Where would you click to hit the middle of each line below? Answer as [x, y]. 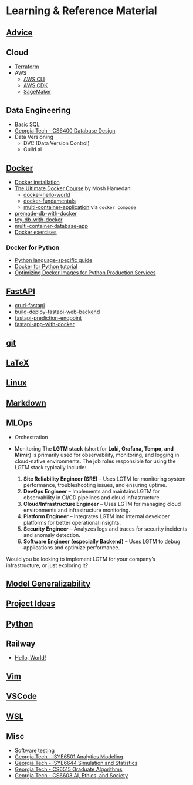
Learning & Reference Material [82, 11]
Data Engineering [38, 110]
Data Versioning [34, 137]
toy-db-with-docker [38, 220]
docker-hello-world [47, 195]
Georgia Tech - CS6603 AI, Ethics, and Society [71, 776]
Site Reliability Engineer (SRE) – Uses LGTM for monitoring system [104, 479]
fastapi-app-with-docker [45, 324]
